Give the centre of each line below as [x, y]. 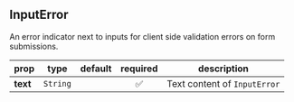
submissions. [34, 46]
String [58, 83]
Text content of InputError [223, 83]
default [96, 69]
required [139, 69]
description [223, 69]
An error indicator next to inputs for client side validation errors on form [142, 36]
